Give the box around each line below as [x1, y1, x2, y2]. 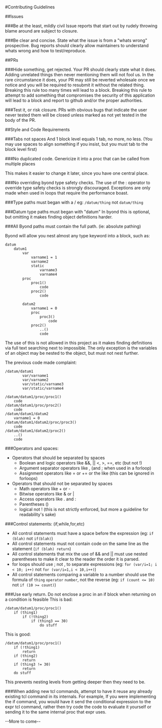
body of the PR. [5, 117, 36, 123]
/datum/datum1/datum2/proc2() [5, 429, 66, 433]
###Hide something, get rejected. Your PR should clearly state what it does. [5, 66, 156, 72]
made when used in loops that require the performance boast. [5, 190, 129, 196]
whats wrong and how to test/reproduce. [5, 48, 87, 53]
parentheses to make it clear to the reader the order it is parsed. [12, 556, 140, 562]
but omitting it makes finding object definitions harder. [5, 214, 113, 220]
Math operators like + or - [19, 486, 71, 492]
